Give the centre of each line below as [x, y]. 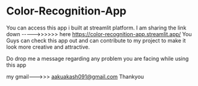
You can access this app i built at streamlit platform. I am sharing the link [96, 28]
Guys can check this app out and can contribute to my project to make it [96, 40]
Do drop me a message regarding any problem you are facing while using [97, 58]
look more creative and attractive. [48, 47]
